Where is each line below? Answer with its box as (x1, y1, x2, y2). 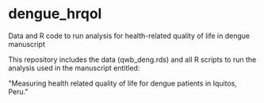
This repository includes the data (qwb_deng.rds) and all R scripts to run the (8, 55, 257, 64)
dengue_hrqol (8, 5, 102, 23)
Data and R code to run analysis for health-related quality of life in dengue (8, 31, 251, 40)
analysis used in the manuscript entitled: (8, 63, 140, 72)
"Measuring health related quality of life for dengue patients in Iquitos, (8, 78, 238, 88)
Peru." (8, 86, 29, 96)
